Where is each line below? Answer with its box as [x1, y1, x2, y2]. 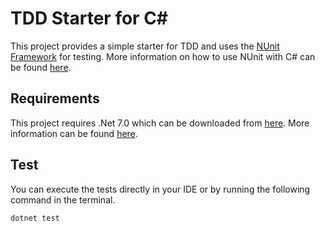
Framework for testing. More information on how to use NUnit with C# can [10, 50, 316, 62]
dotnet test [10, 213, 60, 223]
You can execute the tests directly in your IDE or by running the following [10, 183, 311, 195]
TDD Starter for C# [10, 7, 169, 30]
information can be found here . [10, 127, 138, 139]
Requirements [10, 90, 100, 107]
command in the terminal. [10, 193, 116, 206]
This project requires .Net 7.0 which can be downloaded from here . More [10, 117, 310, 129]
